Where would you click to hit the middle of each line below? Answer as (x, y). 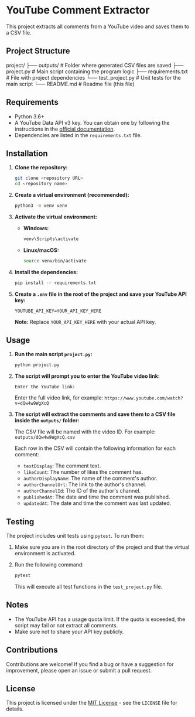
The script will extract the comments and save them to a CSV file (95, 414)
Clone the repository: (41, 168)
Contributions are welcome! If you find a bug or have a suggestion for (90, 664)
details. (15, 709)
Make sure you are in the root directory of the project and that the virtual (102, 547)
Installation (27, 153)
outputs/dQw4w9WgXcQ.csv (45, 438)
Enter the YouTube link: (45, 387)
